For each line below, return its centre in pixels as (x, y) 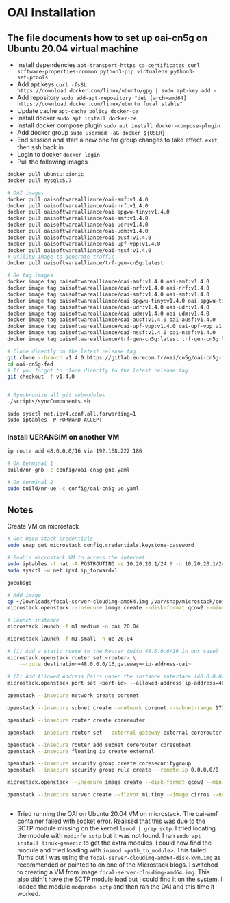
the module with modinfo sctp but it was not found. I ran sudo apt (109, 835)
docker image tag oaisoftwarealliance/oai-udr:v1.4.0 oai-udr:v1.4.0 (108, 307)
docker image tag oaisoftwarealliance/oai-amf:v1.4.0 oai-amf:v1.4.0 (108, 282)
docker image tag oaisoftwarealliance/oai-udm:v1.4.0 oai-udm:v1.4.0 (108, 314)
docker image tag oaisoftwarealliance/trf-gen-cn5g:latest (93, 339)
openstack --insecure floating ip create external (81, 751)
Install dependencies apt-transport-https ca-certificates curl (108, 65)
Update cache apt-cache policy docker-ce (78, 111)
